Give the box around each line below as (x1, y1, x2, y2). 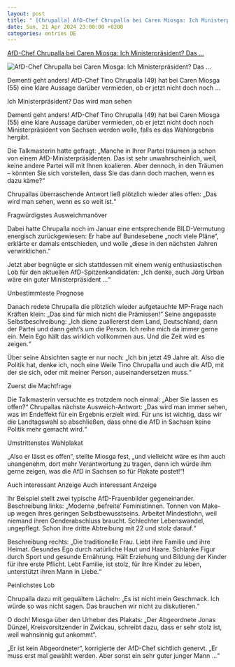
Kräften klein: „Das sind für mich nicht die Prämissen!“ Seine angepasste (7, 310, 217, 319)
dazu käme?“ (7, 177, 45, 185)
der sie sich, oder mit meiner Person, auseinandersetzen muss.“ (7, 369, 192, 377)
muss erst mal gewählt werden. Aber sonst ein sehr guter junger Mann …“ (7, 652, 220, 660)
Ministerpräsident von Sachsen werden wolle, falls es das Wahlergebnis (7, 125, 215, 134)
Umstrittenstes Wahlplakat (7, 439, 83, 447)
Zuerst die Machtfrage (7, 382, 72, 390)
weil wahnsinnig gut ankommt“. (7, 631, 97, 639)
